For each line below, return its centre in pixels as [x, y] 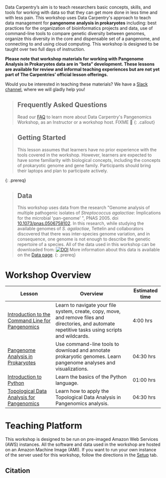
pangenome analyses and [85, 363]
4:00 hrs [143, 321]
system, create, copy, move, [88, 311]
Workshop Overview [48, 275]
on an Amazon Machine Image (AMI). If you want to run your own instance [81, 450]
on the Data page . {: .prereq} [46, 255]
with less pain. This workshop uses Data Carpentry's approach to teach [78, 18]
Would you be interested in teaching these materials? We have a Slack [77, 84]
